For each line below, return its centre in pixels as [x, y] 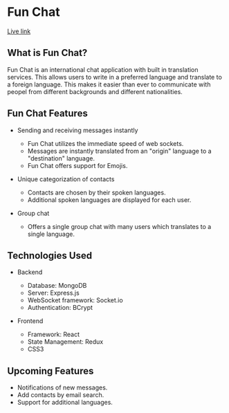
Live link [19, 31]
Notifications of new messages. [62, 387]
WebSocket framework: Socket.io [75, 300]
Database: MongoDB [57, 286]
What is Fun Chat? [47, 53]
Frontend [30, 321]
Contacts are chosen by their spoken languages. [97, 192]
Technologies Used [49, 256]
